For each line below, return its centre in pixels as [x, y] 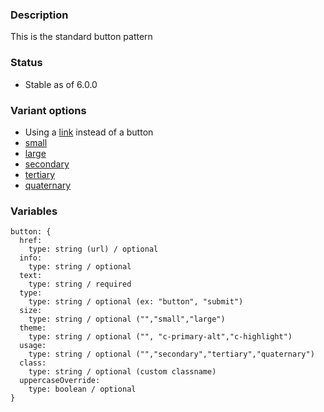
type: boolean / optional [82, 389]
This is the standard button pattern [81, 37]
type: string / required [80, 284]
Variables [34, 211]
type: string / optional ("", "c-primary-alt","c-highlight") [160, 337]
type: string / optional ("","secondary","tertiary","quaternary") [171, 354]
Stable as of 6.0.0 [61, 84]
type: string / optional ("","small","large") [127, 319]
